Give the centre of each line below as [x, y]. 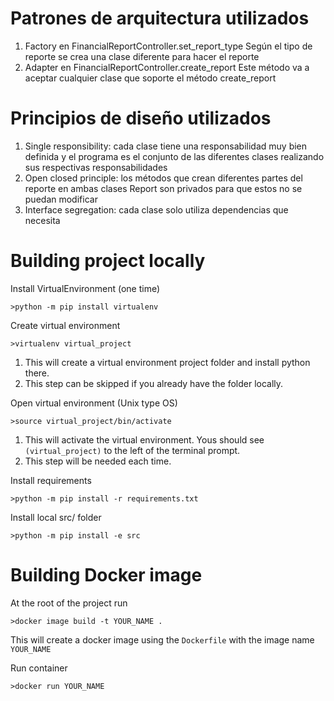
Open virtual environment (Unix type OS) [94, 403]
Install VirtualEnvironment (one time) [85, 288]
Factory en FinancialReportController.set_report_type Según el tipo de [168, 46]
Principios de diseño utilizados [141, 118]
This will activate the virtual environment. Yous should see [144, 439]
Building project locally [108, 261]
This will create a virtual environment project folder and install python [167, 362]
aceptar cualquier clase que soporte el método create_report [150, 78]
